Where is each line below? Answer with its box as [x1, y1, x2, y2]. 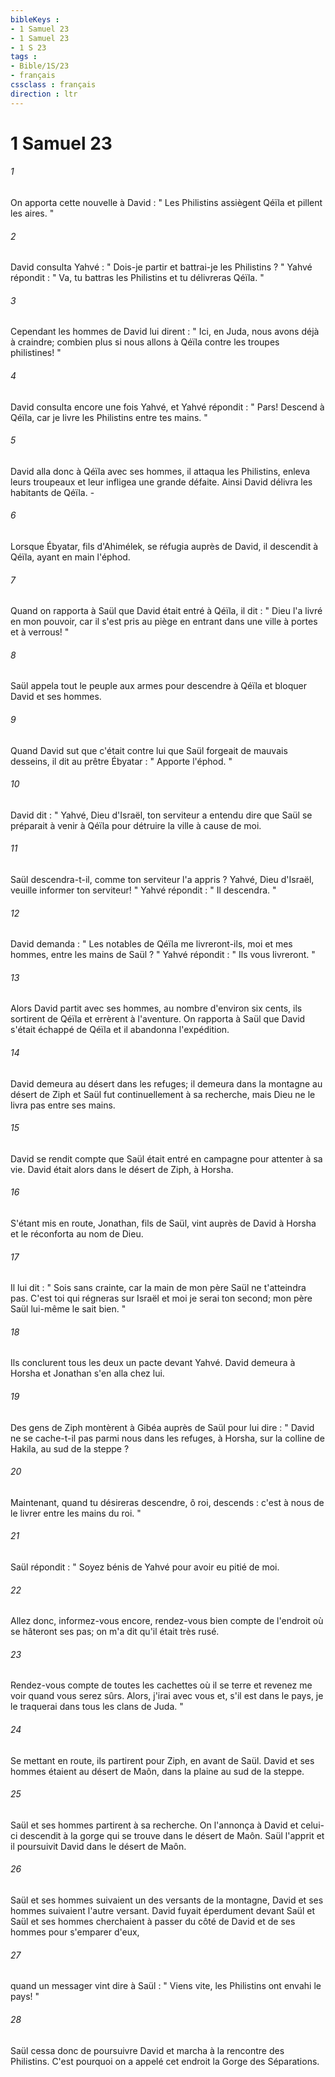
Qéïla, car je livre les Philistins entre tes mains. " [10, 411, 208, 423]
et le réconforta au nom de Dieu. [10, 1228, 144, 1240]
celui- [300, 1819, 325, 1831]
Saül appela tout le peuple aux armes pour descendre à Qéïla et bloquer [10, 680, 307, 692]
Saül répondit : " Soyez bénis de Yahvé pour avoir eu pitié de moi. [10, 1561, 280, 1573]
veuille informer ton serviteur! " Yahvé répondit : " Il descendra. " [10, 884, 277, 896]
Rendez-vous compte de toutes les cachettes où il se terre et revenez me [10, 1679, 313, 1691]
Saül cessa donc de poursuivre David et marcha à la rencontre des [10, 2044, 285, 2056]
